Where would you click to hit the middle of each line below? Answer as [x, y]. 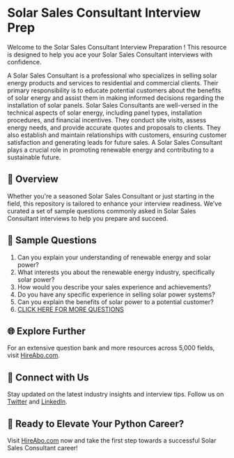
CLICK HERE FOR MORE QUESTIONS [70, 309]
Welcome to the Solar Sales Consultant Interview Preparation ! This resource [117, 47]
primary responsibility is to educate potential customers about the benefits [114, 90]
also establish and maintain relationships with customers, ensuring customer [117, 135]
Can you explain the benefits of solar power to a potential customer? [115, 301]
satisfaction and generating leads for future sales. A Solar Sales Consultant [115, 142]
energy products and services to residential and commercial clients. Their [113, 83]
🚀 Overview [33, 179]
